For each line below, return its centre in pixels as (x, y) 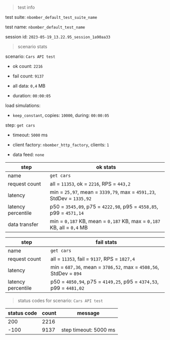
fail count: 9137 (28, 76)
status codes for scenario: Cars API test (60, 300)
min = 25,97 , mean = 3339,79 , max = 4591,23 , (103, 192)
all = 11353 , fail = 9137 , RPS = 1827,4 (93, 259)
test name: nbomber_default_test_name (45, 27)
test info (26, 7)
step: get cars (20, 125)
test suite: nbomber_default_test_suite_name (51, 17)
